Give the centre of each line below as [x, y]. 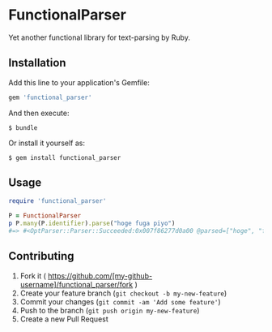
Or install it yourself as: [47, 143]
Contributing [41, 256]
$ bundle [23, 127]
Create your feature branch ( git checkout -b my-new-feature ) [123, 293]
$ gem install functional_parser [65, 157]
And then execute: [39, 113]
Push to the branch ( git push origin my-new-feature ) [110, 310]
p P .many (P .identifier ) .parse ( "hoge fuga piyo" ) [92, 224]
